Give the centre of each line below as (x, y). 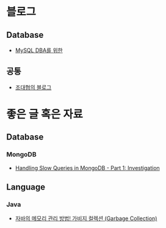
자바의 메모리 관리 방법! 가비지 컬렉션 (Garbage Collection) (86, 219)
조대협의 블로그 (33, 87)
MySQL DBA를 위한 (39, 50)
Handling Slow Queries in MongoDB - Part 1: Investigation (87, 167)
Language (26, 187)
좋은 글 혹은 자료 (45, 114)
